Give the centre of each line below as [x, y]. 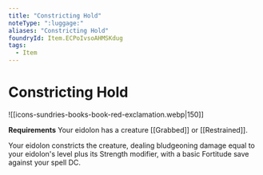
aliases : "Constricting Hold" [59, 30]
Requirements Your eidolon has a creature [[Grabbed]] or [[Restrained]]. [128, 129]
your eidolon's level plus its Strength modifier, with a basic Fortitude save [129, 153]
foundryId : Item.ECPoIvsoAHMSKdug [66, 38]
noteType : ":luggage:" [46, 23]
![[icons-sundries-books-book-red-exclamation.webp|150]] [106, 114]
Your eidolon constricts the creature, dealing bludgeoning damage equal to [132, 145]
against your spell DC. [45, 162]
